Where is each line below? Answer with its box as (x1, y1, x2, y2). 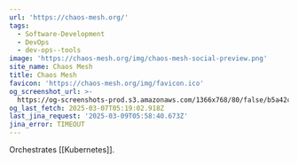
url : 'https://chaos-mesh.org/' (9, 12, 129, 22)
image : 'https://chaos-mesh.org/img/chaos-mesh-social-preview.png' (9, 54, 268, 63)
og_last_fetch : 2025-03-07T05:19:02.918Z (9, 104, 165, 113)
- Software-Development (17, 29, 105, 38)
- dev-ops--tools (17, 46, 82, 55)
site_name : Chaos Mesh (9, 63, 93, 72)
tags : (9, 21, 29, 30)
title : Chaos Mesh (9, 71, 77, 80)
